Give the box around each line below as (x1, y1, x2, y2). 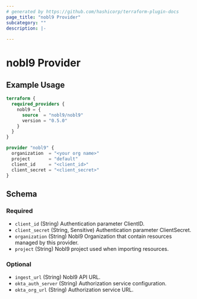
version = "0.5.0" (21, 117, 68, 123)
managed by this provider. (14, 239, 79, 246)
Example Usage (6, 79, 65, 90)
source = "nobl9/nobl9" (21, 112, 84, 118)
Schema (6, 189, 37, 199)
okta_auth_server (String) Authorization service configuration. (14, 280, 167, 287)
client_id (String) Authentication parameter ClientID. (14, 220, 145, 227)
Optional (6, 260, 31, 268)
